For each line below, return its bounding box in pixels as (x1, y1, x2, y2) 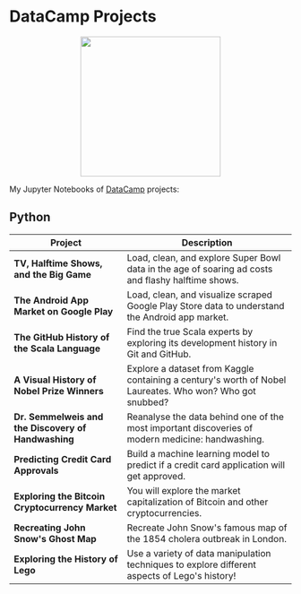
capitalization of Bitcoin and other (126, 495, 269, 508)
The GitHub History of (13, 331, 110, 343)
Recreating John (13, 521, 87, 534)
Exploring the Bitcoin (13, 490, 106, 503)
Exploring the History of (13, 553, 118, 565)
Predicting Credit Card (13, 452, 112, 465)
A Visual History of (13, 374, 97, 386)
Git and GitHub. (126, 348, 192, 360)
